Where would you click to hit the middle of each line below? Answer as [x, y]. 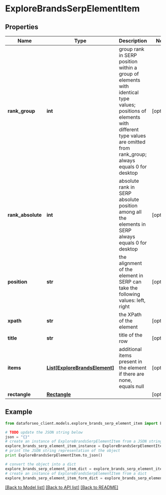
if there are [132, 374]
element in [131, 275]
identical [129, 92]
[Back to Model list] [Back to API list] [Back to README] [62, 488]
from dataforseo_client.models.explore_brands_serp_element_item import [82, 423]
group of [129, 74]
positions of [133, 111]
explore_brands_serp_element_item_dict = [48, 469]
